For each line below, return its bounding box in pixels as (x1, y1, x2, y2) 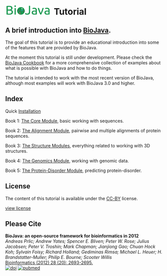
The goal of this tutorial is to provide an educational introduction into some (5, 39, 159, 45)
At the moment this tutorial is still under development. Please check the (5, 54, 152, 60)
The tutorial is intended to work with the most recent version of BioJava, (5, 75, 154, 80)
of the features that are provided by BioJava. (5, 45, 98, 50)
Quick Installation (5, 108, 41, 114)
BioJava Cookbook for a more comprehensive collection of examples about (5, 60, 161, 65)
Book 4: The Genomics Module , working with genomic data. (5, 157, 129, 163)
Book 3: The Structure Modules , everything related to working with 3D (5, 142, 150, 148)
